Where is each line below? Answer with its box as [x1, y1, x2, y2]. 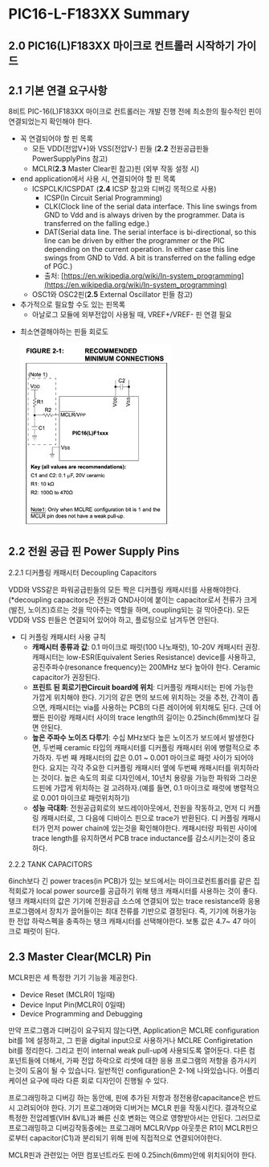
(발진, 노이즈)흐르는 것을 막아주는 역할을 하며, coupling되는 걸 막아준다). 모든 [8, 604, 251, 614]
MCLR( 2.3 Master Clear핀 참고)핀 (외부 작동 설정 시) [31, 164, 200, 174]
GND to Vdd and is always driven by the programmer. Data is [43, 210, 245, 220]
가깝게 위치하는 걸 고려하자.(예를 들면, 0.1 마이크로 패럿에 [53, 782, 232, 793]
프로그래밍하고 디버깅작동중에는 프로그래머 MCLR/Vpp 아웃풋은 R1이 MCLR [8, 1123, 246, 1132]
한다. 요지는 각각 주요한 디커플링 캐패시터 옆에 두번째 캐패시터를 [31, 762, 231, 773]
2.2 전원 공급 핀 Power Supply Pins [8, 545, 180, 559]
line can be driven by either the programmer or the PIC [43, 236, 225, 245]
